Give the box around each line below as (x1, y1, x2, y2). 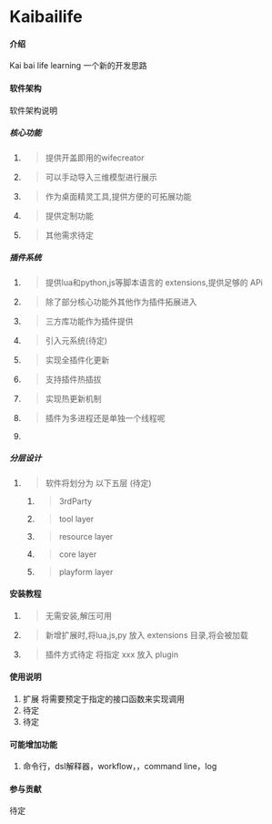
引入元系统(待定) (45, 335, 107, 345)
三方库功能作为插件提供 (45, 315, 134, 326)
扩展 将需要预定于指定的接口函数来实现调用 (22, 693, 185, 704)
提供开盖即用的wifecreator (45, 152, 145, 163)
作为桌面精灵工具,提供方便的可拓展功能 (45, 191, 192, 201)
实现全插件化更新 (45, 354, 110, 366)
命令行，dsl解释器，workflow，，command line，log (22, 761, 217, 772)
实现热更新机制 (45, 393, 102, 404)
